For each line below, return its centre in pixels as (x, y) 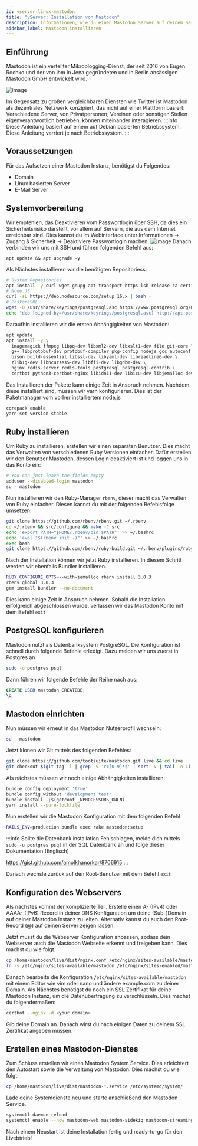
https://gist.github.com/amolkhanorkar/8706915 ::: (67, 863)
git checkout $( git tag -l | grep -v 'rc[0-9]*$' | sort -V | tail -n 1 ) (99, 767)
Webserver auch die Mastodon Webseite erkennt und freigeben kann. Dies (97, 943)
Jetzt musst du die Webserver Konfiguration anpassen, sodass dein (88, 937)
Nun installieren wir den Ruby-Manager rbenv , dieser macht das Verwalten (96, 498)
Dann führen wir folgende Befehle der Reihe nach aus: (72, 679)
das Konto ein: (24, 465)
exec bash (18, 543)
